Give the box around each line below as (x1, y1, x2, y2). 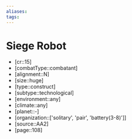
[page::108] (14, 127, 43, 134)
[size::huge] (14, 77, 44, 84)
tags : (6, 14, 19, 20)
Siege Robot (6, 39, 66, 53)
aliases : (6, 8, 28, 15)
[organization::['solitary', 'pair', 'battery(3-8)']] (14, 114, 127, 121)
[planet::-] (14, 108, 39, 115)
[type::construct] (14, 83, 56, 91)
